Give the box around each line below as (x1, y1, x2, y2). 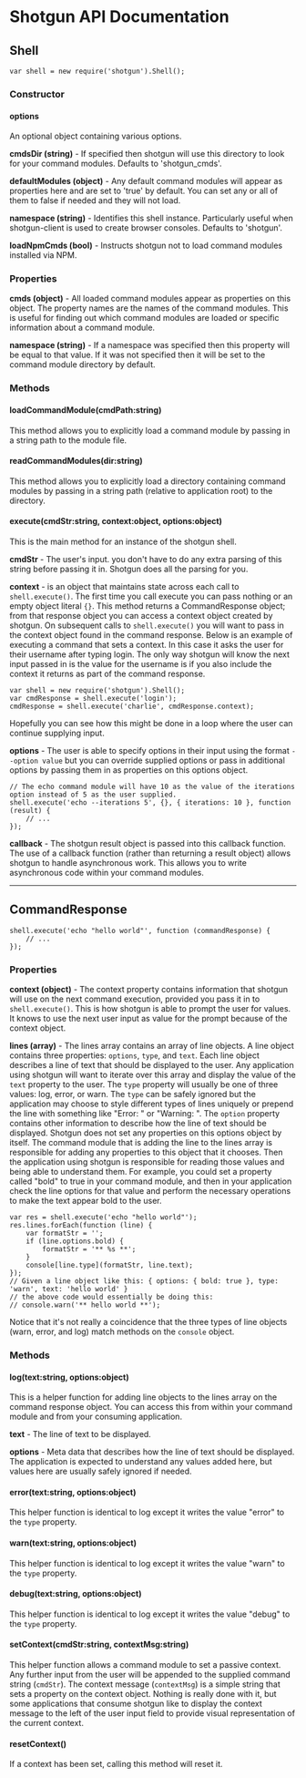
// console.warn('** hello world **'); (9, 1300, 161, 1310)
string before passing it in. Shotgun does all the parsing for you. (9, 563, 249, 574)
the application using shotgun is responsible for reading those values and (9, 1156, 285, 1167)
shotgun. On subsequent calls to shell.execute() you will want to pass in (9, 620, 284, 631)
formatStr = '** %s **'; (42, 1245, 137, 1254)
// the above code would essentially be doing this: (9, 1292, 214, 1302)
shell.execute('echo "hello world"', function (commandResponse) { (9, 926, 271, 935)
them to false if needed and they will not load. (9, 195, 181, 206)
